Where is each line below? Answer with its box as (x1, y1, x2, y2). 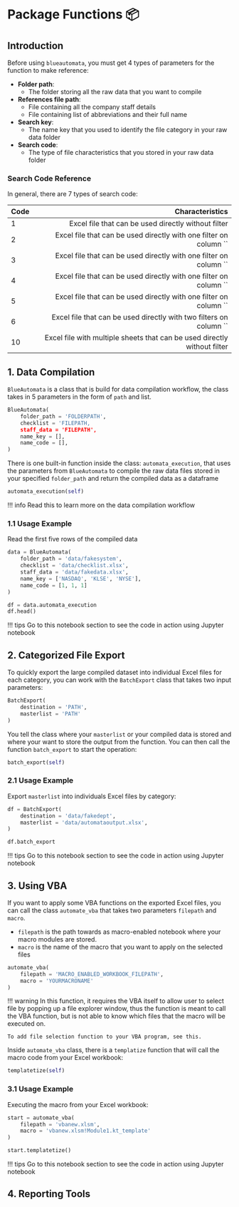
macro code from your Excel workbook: (7, 1054, 123, 1062)
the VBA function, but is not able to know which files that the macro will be (7, 1012, 225, 1021)
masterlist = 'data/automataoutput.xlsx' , (20, 819, 148, 826)
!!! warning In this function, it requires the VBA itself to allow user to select (7, 997, 224, 1005)
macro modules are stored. (17, 934, 97, 943)
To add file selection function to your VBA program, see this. (7, 1033, 202, 1041)
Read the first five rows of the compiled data (7, 535, 138, 544)
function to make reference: (7, 66, 89, 74)
